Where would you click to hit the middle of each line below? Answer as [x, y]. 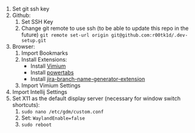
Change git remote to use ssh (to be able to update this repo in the [105, 28]
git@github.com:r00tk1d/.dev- [149, 35]
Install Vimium [48, 66]
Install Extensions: [44, 59]
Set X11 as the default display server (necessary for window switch [96, 98]
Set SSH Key [37, 22]
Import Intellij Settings [39, 92]
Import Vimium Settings [51, 85]
